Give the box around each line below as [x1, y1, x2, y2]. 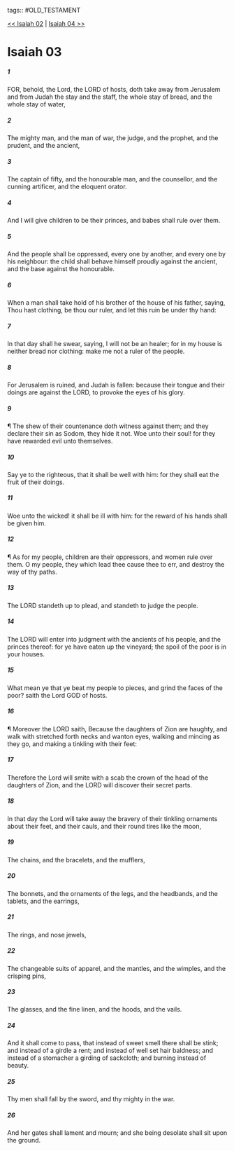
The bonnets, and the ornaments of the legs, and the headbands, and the [7, 889, 218, 897]
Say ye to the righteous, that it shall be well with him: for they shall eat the [7, 470, 219, 478]
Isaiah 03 [7, 44, 62, 60]
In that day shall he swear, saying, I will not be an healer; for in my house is [7, 339, 222, 347]
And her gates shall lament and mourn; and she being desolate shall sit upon [7, 1129, 228, 1137]
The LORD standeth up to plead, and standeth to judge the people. [7, 601, 198, 609]
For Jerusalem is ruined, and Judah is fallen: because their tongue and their [7, 380, 225, 389]
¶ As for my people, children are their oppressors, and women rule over [7, 553, 213, 561]
